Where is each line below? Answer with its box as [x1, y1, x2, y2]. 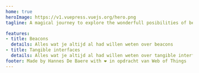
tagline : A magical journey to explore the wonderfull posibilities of [5, 20, 187, 26]
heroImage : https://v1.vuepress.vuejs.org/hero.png [5, 14, 136, 20]
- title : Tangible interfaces [5, 47, 81, 53]
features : [5, 30, 30, 36]
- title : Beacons [5, 36, 49, 42]
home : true [5, 8, 33, 15]
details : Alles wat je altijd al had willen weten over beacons [11, 42, 173, 47]
